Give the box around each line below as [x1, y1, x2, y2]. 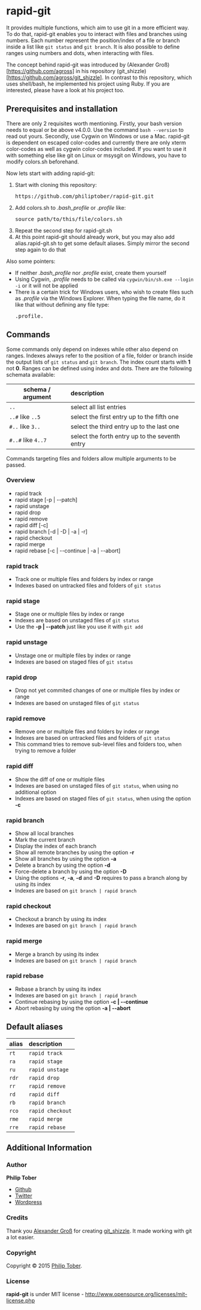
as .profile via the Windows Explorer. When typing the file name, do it [14, 295, 185, 302]
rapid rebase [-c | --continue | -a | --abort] [14, 547, 121, 554]
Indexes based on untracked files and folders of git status [14, 582, 162, 589]
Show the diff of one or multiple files [14, 776, 105, 783]
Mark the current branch [14, 836, 76, 843]
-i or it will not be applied [14, 282, 78, 289]
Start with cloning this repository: [14, 181, 97, 188]
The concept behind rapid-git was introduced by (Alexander [6, 61, 154, 68]
